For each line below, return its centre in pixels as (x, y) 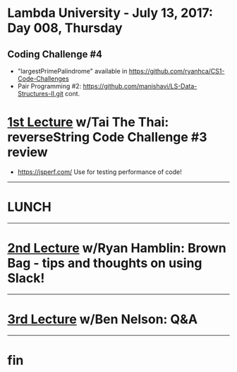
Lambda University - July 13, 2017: (110, 13)
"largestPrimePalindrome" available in (72, 71)
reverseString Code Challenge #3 (107, 138)
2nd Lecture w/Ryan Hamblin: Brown (117, 248)
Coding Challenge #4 (55, 54)
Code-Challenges (43, 79)
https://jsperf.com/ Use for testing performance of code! (99, 172)
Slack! (26, 278)
